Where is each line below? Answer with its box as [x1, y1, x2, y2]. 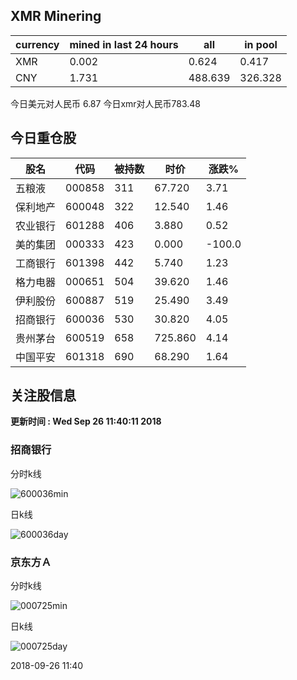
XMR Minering [10, 8, 102, 25]
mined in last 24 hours [69, 37, 179, 51]
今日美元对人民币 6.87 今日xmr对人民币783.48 [10, 97, 202, 109]
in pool [244, 37, 278, 51]
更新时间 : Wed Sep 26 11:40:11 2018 [10, 415, 162, 428]
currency [15, 37, 60, 51]
